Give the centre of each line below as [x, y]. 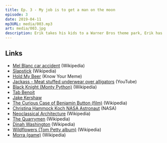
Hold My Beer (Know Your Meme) [47, 76]
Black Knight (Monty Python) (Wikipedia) [54, 87]
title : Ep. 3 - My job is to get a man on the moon [60, 10]
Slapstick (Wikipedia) [34, 71]
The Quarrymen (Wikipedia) [41, 119]
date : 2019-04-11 [23, 19]
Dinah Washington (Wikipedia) [44, 124]
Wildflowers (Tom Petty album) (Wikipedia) [57, 129]
